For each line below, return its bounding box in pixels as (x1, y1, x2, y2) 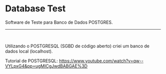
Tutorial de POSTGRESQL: (5, 58, 58, 64)
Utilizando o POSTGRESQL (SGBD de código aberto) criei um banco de (5, 43, 150, 49)
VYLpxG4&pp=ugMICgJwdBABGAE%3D (5, 63, 88, 69)
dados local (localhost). (5, 48, 53, 54)
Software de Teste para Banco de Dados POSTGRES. (5, 19, 113, 25)
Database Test (5, 3, 66, 14)
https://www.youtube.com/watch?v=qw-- (59, 58, 144, 64)
